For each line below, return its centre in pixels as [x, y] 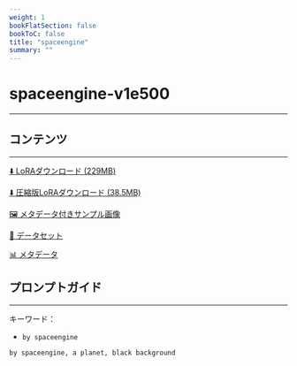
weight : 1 [27, 17]
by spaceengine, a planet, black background [92, 353]
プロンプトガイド [56, 288]
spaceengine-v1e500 [90, 94]
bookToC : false [37, 34]
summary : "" [31, 50]
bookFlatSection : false [53, 26]
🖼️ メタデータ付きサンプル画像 [65, 214]
